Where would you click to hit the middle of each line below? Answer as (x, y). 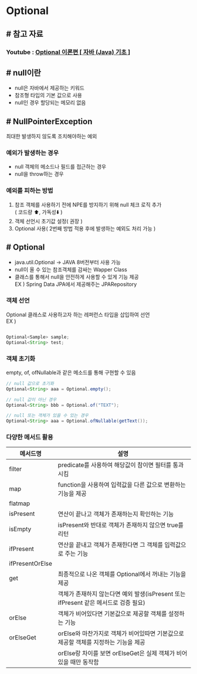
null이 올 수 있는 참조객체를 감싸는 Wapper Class (71, 269)
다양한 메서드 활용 (30, 437)
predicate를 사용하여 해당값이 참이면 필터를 (115, 465)
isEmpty (20, 529)
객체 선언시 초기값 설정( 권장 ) (49, 221)
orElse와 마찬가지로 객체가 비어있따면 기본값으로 (121, 634)
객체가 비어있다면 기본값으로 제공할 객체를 (112, 614)
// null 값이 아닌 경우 (31, 400)
